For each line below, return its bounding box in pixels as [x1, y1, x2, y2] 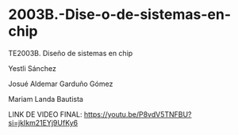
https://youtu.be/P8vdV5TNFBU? [83, 109, 192, 119]
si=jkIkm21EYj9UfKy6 [8, 118, 79, 127]
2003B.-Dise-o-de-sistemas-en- [8, 6, 232, 24]
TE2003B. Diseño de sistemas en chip [8, 48, 133, 58]
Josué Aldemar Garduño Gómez [8, 79, 113, 88]
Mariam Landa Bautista [8, 94, 83, 103]
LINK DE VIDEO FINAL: [8, 109, 83, 119]
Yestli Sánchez [8, 63, 57, 73]
